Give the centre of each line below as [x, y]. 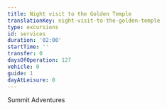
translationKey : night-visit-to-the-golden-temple [84, 21]
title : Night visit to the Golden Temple [70, 14]
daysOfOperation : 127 [39, 60]
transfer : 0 [25, 54]
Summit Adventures [36, 100]
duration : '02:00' [34, 40]
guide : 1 [20, 73]
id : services [27, 34]
